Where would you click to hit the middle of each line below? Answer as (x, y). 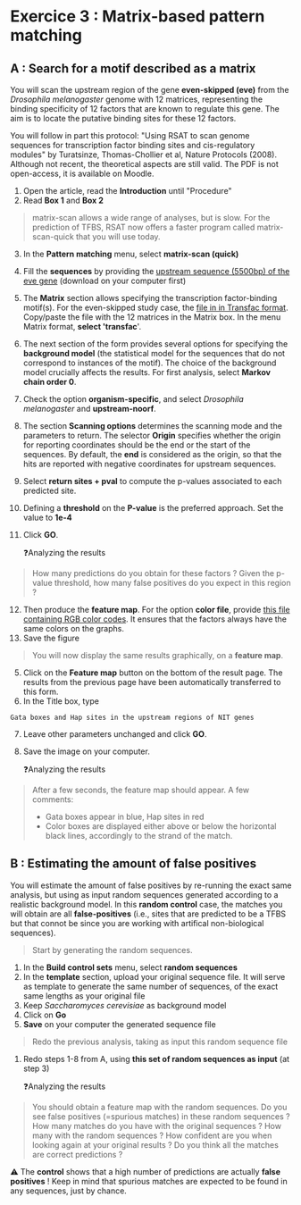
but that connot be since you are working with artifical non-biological (137, 923)
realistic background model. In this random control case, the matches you (146, 904)
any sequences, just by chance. (69, 1191)
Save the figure (51, 638)
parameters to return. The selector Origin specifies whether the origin (152, 435)
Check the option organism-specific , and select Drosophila (133, 399)
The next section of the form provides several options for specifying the (155, 344)
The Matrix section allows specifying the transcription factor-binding (150, 298)
